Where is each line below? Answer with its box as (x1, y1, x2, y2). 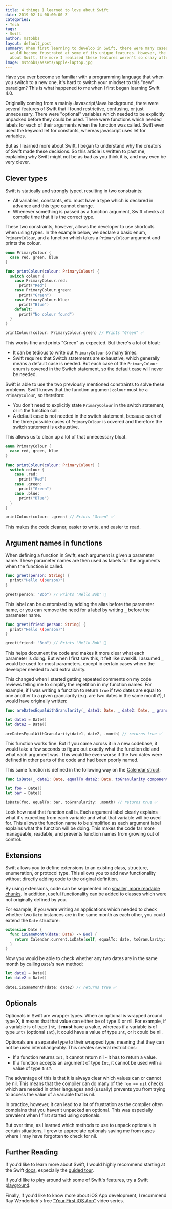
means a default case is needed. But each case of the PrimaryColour (12, 361, 158, 367)
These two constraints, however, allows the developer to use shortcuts (5, 224, 155, 230)
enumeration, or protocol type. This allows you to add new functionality (5, 870, 156, 876)
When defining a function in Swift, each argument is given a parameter (5, 552, 155, 558)
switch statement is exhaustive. (12, 424, 79, 430)
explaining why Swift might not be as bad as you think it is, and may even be (5, 154, 166, 160)
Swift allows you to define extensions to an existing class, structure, (5, 864, 148, 871)
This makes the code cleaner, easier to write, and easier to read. (5, 524, 141, 530)
